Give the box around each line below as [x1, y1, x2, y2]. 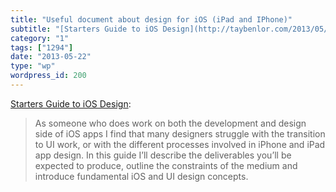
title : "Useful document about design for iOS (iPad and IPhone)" [10, 14, 293, 25]
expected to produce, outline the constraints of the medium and [34, 159, 298, 171]
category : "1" [10, 33, 70, 43]
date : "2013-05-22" [10, 52, 92, 62]
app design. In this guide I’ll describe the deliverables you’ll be [34, 149, 292, 161]
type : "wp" [10, 61, 56, 71]
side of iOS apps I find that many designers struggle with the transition [34, 127, 326, 140]
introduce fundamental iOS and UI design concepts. [34, 170, 249, 182]
